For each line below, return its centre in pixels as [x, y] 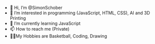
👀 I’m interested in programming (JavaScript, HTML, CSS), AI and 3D [80, 13]
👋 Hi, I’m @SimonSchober [36, 8]
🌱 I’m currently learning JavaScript [45, 23]
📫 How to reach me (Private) [40, 29]
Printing [18, 18]
